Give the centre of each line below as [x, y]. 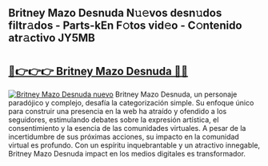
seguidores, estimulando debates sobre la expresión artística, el [114, 120]
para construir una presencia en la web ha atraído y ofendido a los [118, 111]
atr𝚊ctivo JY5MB [52, 38]
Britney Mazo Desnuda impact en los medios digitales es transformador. [127, 154]
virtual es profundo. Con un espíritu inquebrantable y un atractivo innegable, [134, 145]
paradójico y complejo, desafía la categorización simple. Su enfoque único [131, 103]
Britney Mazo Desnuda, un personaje [176, 94]
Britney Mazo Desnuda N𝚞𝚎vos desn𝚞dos [115, 13]
